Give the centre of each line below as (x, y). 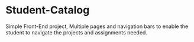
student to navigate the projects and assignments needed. (76, 32)
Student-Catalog (48, 10)
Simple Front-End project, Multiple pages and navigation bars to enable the (97, 26)
